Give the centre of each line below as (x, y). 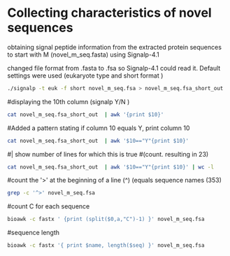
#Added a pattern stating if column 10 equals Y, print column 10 (99, 128)
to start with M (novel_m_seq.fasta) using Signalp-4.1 (83, 55)
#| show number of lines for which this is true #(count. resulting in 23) (108, 154)
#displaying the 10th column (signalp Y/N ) (69, 101)
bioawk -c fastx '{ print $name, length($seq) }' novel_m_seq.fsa (106, 246)
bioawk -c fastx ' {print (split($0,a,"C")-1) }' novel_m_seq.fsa (106, 219)
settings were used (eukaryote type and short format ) (85, 76)
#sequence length (34, 233)
